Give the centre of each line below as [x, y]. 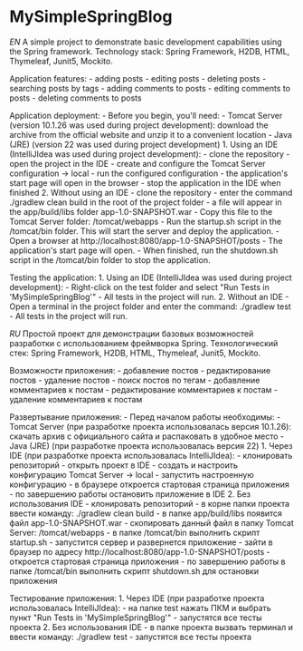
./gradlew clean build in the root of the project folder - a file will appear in [146, 202]
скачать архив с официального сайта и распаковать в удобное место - [147, 436]
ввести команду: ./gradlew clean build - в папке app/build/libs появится [146, 513]
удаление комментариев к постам [76, 399]
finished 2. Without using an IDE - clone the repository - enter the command [151, 192]
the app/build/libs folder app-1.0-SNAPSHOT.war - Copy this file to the [141, 211]
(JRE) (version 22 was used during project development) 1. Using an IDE [144, 144]
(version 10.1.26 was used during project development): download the [139, 125]
